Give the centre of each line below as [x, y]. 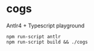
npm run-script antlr [34, 36]
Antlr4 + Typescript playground [45, 25]
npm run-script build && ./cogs [47, 42]
